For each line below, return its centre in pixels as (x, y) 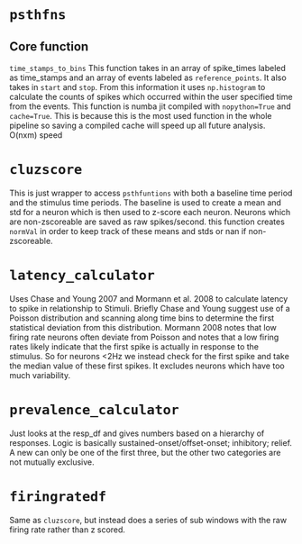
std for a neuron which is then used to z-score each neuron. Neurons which (150, 212)
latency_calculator (82, 276)
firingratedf (58, 497)
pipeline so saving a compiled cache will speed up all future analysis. (137, 125)
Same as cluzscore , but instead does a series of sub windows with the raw (148, 520)
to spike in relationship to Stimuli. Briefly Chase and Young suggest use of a (150, 308)
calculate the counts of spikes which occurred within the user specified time (151, 97)
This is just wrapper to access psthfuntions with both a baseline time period (151, 193)
